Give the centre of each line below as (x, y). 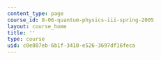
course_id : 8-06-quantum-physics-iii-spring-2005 (81, 20)
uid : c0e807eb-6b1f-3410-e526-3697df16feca (71, 46)
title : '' (22, 33)
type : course (26, 39)
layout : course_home (37, 26)
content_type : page (36, 13)
